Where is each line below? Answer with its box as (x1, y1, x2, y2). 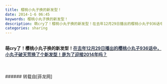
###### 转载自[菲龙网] (5, 74, 53, 80)
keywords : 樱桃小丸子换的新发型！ (5, 16, 69, 21)
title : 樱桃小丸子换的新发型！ (5, 7, 62, 12)
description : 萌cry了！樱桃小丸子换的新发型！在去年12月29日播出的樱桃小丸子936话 (5, 21, 160, 26)
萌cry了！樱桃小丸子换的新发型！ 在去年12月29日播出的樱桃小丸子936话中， (5, 45, 162, 51)
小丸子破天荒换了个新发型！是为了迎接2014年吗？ (5, 52, 107, 58)
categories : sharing (5, 26, 48, 31)
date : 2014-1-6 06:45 (5, 12, 50, 17)
